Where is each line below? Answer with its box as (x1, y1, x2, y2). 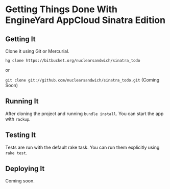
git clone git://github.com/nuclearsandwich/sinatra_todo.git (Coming (5, 77, 160, 83)
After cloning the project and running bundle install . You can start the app (5, 111, 164, 117)
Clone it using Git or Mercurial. (5, 48, 70, 54)
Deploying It (5, 165, 45, 173)
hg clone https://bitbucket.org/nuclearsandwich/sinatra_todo (5, 58, 140, 63)
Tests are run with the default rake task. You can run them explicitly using (5, 144, 160, 150)
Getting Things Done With (5, 4, 117, 15)
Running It (5, 97, 39, 105)
